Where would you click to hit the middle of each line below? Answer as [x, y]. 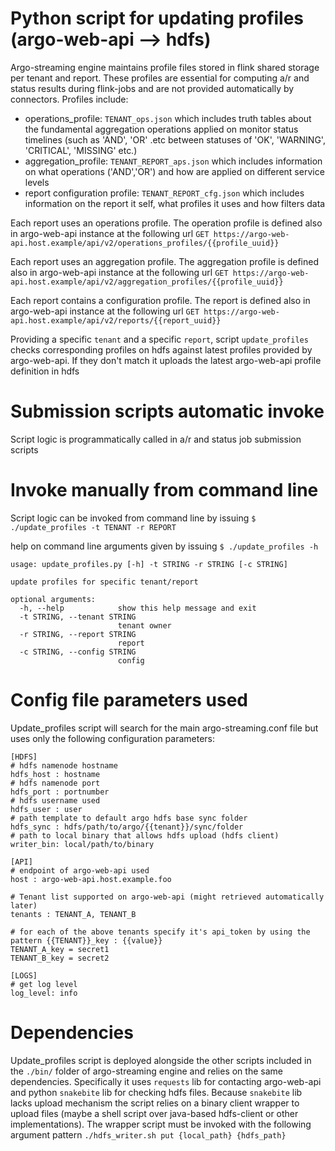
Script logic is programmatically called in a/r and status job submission [156, 439]
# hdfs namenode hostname [64, 765]
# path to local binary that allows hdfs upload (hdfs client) [145, 835]
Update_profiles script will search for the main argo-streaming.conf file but [164, 728]
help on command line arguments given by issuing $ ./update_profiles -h [164, 546]
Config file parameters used [129, 700]
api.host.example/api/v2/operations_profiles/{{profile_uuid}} [145, 243]
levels [37, 182]
